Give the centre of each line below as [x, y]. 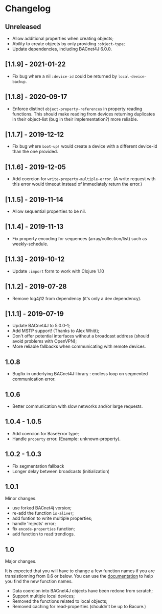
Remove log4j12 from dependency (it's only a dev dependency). [77, 298]
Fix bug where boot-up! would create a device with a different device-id [85, 146]
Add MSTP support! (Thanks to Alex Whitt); [56, 331]
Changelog [28, 9]
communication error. [34, 379]
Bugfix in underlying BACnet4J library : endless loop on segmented [80, 374]
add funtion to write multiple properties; [52, 518]
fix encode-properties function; [44, 529]
